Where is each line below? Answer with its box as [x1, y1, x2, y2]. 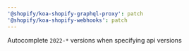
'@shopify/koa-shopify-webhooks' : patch [7, 17, 128, 24]
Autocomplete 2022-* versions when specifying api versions [7, 36, 182, 44]
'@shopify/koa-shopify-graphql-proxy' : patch [7, 10, 143, 17]
